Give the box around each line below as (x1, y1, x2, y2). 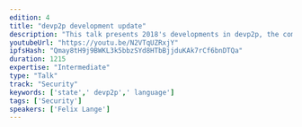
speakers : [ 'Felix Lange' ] (9, 105, 111, 114)
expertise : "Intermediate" (9, 63, 111, 72)
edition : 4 (9, 13, 50, 22)
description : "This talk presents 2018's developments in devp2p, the (9, 30, 280, 38)
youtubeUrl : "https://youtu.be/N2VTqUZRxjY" (9, 38, 179, 47)
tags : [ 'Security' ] (9, 96, 83, 106)
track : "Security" (9, 80, 78, 89)
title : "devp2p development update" (9, 21, 147, 30)
